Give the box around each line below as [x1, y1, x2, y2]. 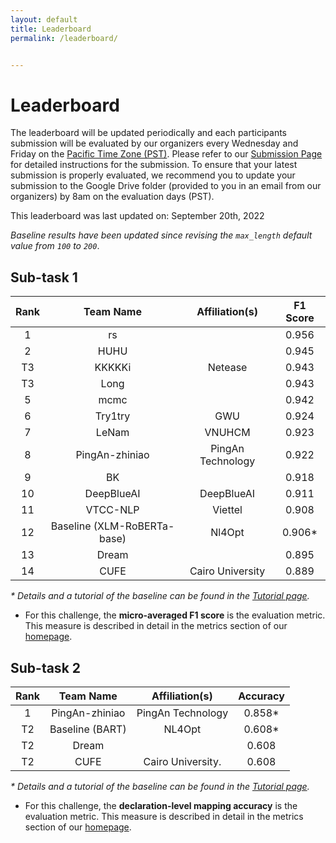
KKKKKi [94, 361, 132, 375]
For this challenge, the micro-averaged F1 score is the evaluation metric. [24, 609, 326, 621]
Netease [207, 361, 248, 375]
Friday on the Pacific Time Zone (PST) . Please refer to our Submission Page [10, 148, 323, 160]
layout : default [10, 14, 78, 25]
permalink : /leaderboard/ [10, 33, 118, 43]
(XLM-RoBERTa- [93, 519, 175, 533]
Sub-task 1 [10, 269, 78, 286]
